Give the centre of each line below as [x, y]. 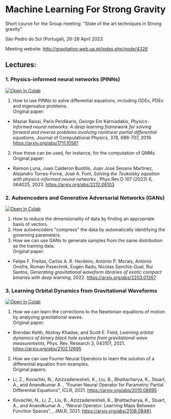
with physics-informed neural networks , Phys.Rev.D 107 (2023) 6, [83, 179]
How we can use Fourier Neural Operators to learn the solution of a [83, 359]
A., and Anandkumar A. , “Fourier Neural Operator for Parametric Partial [88, 385]
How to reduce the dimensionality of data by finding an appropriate [83, 219]
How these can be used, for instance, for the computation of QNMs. [84, 153]
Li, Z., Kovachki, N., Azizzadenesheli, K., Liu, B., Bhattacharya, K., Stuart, [89, 380]
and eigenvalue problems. [40, 106]
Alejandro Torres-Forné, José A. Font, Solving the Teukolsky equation [86, 173]
